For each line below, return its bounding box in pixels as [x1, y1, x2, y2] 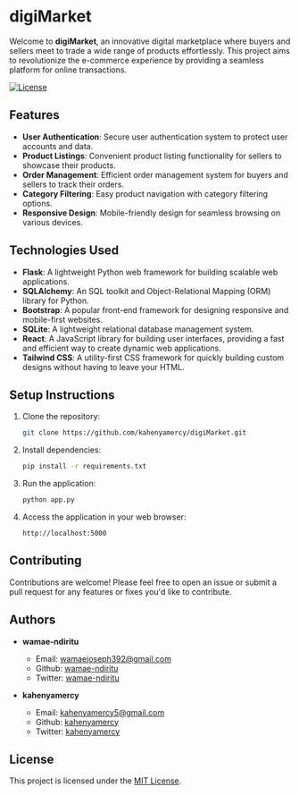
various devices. [21, 216, 83, 227]
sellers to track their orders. [21, 179, 125, 190]
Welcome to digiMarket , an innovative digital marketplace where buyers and [9, 36, 291, 47]
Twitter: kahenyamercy [35, 726, 120, 737]
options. [21, 198, 53, 208]
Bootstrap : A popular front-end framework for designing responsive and [21, 304, 289, 315]
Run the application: [21, 478, 96, 489]
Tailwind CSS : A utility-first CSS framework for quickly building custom [21, 351, 285, 363]
